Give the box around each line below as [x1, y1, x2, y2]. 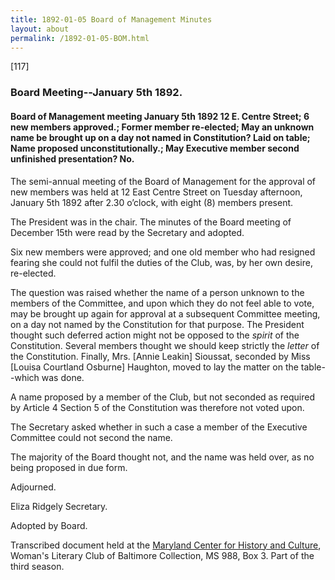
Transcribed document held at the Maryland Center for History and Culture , [10, 539, 322, 551]
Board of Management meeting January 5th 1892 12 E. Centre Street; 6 [10, 110, 310, 122]
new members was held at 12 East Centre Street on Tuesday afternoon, [10, 186, 303, 198]
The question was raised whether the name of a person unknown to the [10, 286, 305, 298]
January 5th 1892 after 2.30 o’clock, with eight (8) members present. [10, 196, 294, 208]
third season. [10, 560, 65, 572]
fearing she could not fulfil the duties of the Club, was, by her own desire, [10, 256, 313, 268]
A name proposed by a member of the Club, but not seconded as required [10, 391, 315, 403]
